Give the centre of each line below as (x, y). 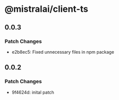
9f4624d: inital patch (33, 92)
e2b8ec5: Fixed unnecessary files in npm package (63, 52)
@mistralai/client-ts (46, 9)
